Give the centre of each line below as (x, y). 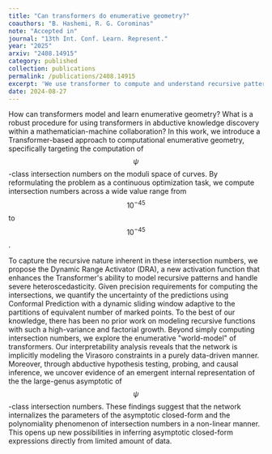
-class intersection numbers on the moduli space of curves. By (113, 174)
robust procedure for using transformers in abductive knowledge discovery (134, 123)
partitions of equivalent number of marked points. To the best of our (122, 312)
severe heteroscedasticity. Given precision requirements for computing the (133, 286)
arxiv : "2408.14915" (43, 54)
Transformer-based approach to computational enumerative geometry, (127, 140)
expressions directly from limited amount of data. (90, 441)
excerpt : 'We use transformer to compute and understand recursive (125, 84)
